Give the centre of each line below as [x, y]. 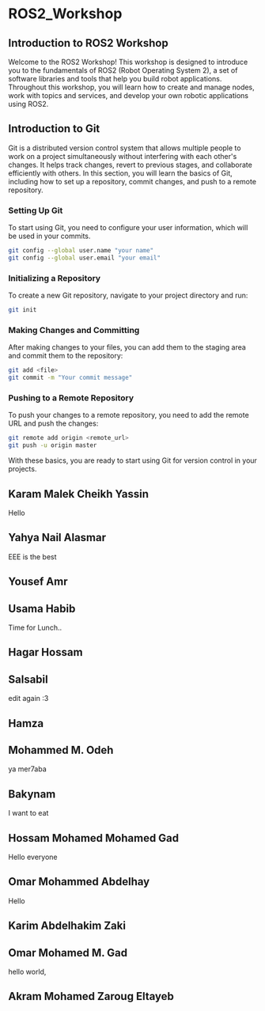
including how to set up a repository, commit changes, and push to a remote [132, 181]
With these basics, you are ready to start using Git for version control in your [132, 460]
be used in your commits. [49, 236]
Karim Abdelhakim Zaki [67, 926]
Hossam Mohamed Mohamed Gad [94, 838]
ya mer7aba [28, 769]
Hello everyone [33, 857]
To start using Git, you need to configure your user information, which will [128, 228]
